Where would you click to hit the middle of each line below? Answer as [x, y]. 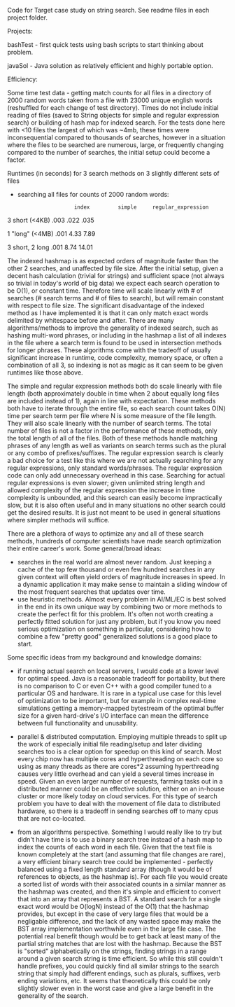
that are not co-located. [51, 818]
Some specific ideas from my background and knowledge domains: [105, 657]
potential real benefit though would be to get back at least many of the [119, 936]
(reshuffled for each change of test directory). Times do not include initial [113, 107]
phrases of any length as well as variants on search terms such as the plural [117, 445]
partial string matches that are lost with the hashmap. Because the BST [120, 944]
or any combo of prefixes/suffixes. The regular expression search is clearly [115, 453]
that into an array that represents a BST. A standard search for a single [119, 899]
